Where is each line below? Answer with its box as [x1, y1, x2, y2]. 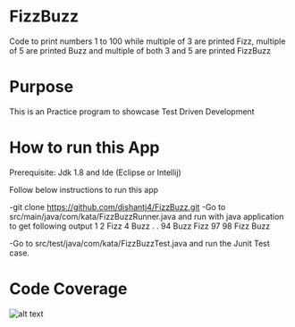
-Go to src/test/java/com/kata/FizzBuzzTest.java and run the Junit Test [9, 238, 270, 248]
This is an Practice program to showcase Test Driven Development [9, 105, 255, 117]
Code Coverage [9, 279, 128, 298]
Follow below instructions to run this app [9, 184, 159, 195]
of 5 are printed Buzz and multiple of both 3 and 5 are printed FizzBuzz [9, 45, 271, 55]
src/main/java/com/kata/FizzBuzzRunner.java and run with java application [9, 211, 284, 222]
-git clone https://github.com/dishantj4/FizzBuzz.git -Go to [9, 201, 226, 212]
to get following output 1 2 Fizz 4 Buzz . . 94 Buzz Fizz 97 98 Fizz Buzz [9, 221, 271, 231]
